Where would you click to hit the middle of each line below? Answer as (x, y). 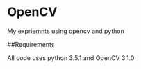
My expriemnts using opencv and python (66, 31)
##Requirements (31, 44)
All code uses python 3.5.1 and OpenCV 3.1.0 (71, 58)
